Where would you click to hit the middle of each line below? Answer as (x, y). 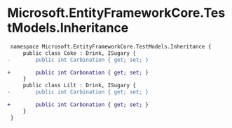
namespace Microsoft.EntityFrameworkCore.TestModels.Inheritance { (111, 46)
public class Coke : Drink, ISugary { (80, 53)
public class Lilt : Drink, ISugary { (80, 86)
